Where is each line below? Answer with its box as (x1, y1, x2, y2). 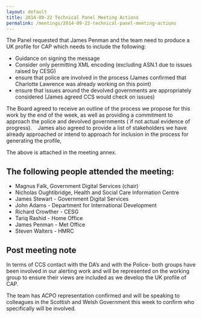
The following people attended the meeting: (6, 166, 175, 177)
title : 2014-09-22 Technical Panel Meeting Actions (6, 15, 139, 21)
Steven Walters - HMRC (14, 227, 74, 235)
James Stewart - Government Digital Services (14, 195, 129, 203)
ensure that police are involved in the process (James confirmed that (14, 74, 187, 82)
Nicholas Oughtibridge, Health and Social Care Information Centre (14, 189, 180, 196)
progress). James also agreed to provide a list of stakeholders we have (6, 125, 187, 132)
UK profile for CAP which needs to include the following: (6, 43, 147, 50)
